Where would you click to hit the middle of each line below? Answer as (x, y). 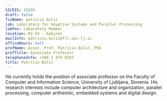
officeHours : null (25, 43)
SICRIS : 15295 (20, 10)
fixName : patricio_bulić (32, 19)
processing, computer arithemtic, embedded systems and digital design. (81, 93)
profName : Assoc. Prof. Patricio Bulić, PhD (53, 48)
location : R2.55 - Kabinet (34, 34)
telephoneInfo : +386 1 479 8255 (39, 57)
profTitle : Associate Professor (39, 53)
